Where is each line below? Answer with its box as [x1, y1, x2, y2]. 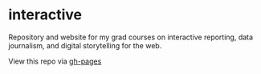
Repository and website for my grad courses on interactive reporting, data [8, 32, 254, 42]
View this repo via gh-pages [8, 56, 102, 66]
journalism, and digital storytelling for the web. [8, 40, 162, 50]
